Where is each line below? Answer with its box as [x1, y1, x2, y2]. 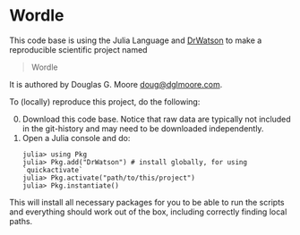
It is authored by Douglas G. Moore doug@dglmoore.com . [9, 79, 223, 89]
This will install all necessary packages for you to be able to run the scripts [9, 197, 285, 207]
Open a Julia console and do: [21, 132, 131, 143]
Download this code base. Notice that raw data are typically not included [21, 113, 291, 124]
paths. [9, 215, 33, 226]
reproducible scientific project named [9, 44, 148, 55]
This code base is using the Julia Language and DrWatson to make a [9, 35, 262, 46]
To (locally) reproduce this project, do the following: [9, 96, 201, 107]
